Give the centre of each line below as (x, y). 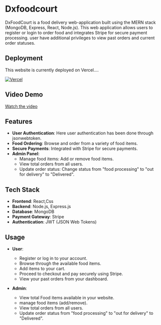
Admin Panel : (26, 154)
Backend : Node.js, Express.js (41, 207)
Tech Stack (22, 189)
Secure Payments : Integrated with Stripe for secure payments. (75, 148)
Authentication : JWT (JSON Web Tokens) (54, 222)
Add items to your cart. (42, 268)
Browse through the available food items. (60, 263)
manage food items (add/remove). (53, 303)
